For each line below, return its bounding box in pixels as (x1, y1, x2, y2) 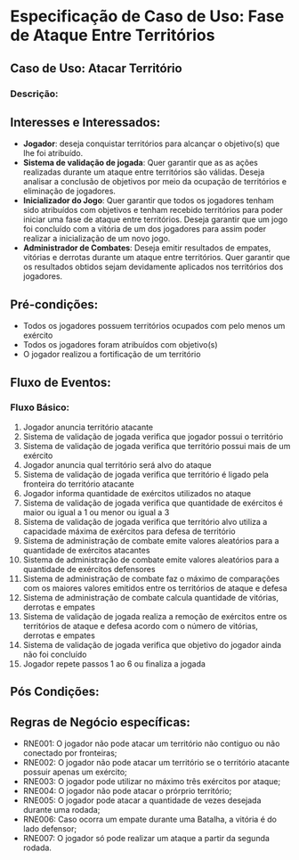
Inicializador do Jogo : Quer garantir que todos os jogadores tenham (22, 195, 274, 206)
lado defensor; (22, 823, 77, 834)
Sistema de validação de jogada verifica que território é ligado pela (22, 469, 270, 479)
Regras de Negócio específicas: (10, 715, 190, 730)
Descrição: (10, 87, 59, 100)
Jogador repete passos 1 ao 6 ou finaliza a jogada (22, 658, 206, 669)
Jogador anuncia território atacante (22, 422, 154, 432)
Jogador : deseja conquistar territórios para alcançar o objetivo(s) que (22, 138, 280, 149)
